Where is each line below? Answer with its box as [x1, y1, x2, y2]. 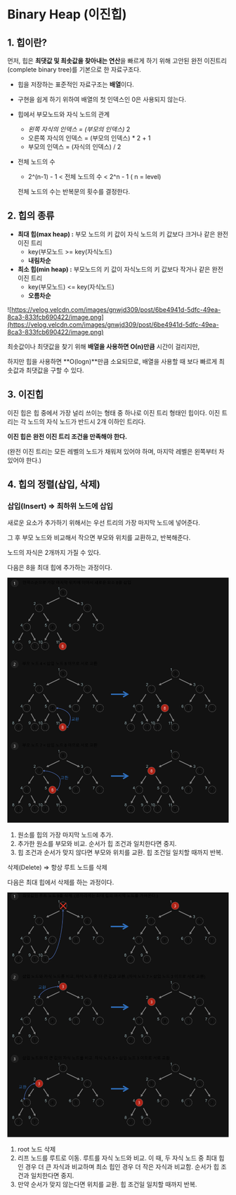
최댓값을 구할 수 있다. [25, 366, 84, 374]
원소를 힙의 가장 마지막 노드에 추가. [17, 830, 114, 839]
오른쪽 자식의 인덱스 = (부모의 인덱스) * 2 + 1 [27, 134, 151, 142]
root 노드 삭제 [17, 1144, 56, 1153]
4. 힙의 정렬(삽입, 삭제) [7, 478, 100, 490]
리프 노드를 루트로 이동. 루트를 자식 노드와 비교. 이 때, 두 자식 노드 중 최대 [17, 1154, 218, 1162]
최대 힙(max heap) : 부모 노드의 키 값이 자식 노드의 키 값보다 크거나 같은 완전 [17, 230, 229, 238]
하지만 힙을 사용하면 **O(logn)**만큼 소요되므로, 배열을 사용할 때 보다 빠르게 [7, 357, 218, 365]
